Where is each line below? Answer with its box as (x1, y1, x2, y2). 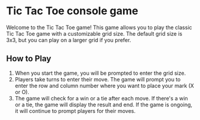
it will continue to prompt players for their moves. (14, 107, 136, 114)
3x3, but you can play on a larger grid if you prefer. (6, 36, 131, 43)
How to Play (6, 53, 52, 64)
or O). (14, 88, 30, 96)
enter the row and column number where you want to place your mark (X (14, 82, 194, 89)
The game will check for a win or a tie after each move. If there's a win (14, 94, 188, 102)
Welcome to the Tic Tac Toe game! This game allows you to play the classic (6, 24, 192, 31)
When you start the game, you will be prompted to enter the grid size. (14, 70, 186, 77)
